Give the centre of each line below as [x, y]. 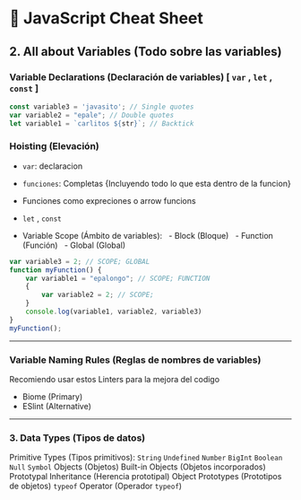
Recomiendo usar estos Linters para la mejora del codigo [115, 379]
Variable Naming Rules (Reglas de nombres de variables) [135, 360]
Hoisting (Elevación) [55, 146]
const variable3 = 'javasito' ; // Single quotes [102, 107]
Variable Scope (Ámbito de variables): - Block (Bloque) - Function [147, 235]
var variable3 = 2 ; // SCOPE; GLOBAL [80, 261]
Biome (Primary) [52, 396]
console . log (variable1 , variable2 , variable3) [114, 312]
